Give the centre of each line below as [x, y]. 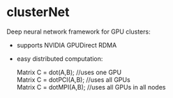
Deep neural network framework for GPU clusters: [78, 31]
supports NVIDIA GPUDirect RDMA [67, 45]
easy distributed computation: [60, 58]
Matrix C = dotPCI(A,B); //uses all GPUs [73, 79]
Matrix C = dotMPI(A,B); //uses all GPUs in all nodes [91, 87]
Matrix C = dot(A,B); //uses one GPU [69, 72]
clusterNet [38, 12]
